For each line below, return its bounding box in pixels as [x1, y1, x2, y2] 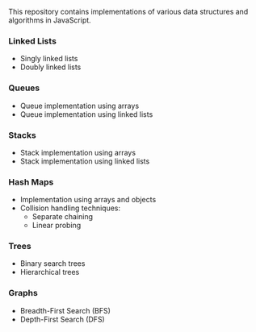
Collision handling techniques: [19, 203, 121, 213]
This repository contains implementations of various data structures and [8, 7, 249, 16]
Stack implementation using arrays [19, 147, 136, 157]
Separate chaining [31, 212, 94, 222]
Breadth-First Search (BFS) [19, 305, 111, 315]
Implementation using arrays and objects [19, 195, 157, 205]
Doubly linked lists [19, 62, 82, 72]
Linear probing [31, 221, 82, 230]
